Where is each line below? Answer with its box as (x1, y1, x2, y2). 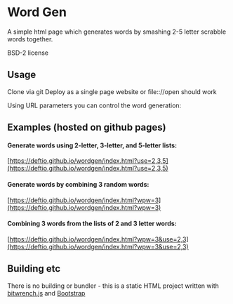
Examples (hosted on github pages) (7, 121, 166, 133)
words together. (7, 34, 53, 43)
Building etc (7, 263, 61, 275)
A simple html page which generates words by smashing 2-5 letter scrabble (7, 27, 227, 36)
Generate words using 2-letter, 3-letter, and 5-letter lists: (7, 141, 178, 150)
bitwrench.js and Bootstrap (7, 289, 86, 297)
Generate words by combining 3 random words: (7, 180, 149, 188)
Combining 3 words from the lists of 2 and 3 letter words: (7, 219, 177, 228)
